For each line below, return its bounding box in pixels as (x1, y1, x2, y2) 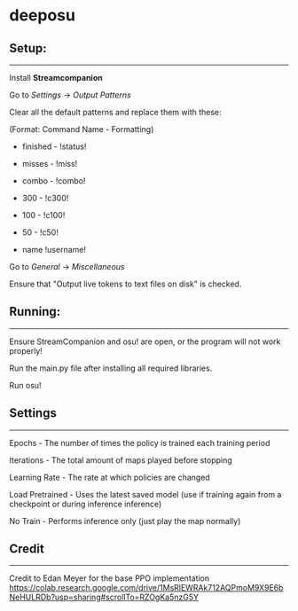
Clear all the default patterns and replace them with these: (9, 107, 222, 117)
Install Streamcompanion (9, 73, 104, 82)
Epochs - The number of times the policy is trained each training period (9, 437, 271, 448)
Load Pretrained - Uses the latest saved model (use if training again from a (9, 489, 282, 499)
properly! (9, 345, 43, 356)
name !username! (21, 245, 87, 255)
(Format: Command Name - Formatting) (9, 124, 154, 134)
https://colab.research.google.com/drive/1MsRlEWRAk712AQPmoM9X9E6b (9, 583, 284, 593)
